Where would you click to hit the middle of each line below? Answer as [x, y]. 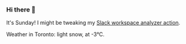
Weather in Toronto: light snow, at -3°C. [55, 34]
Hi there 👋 [21, 10]
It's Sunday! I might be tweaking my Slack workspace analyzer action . [93, 23]
